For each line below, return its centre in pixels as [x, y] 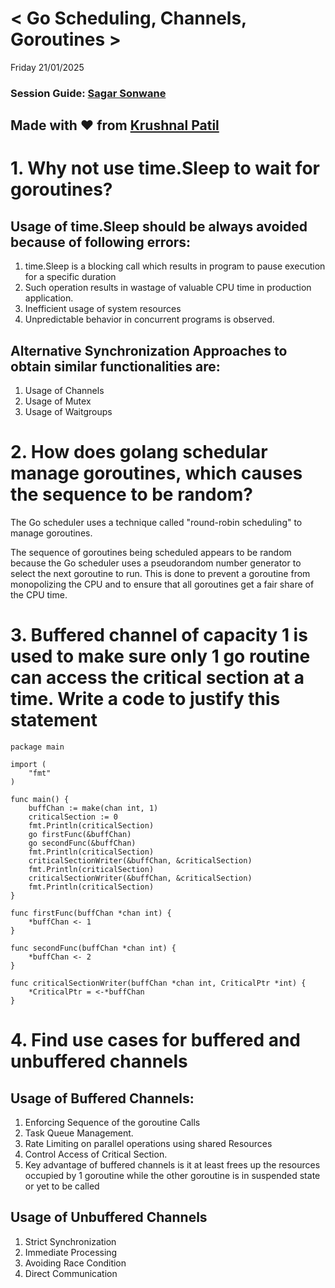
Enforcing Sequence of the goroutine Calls [112, 1122]
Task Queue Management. [79, 1133]
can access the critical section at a [157, 678]
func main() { [40, 799]
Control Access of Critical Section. [96, 1154]
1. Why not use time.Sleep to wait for [165, 168]
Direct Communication [71, 1273]
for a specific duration [70, 277]
